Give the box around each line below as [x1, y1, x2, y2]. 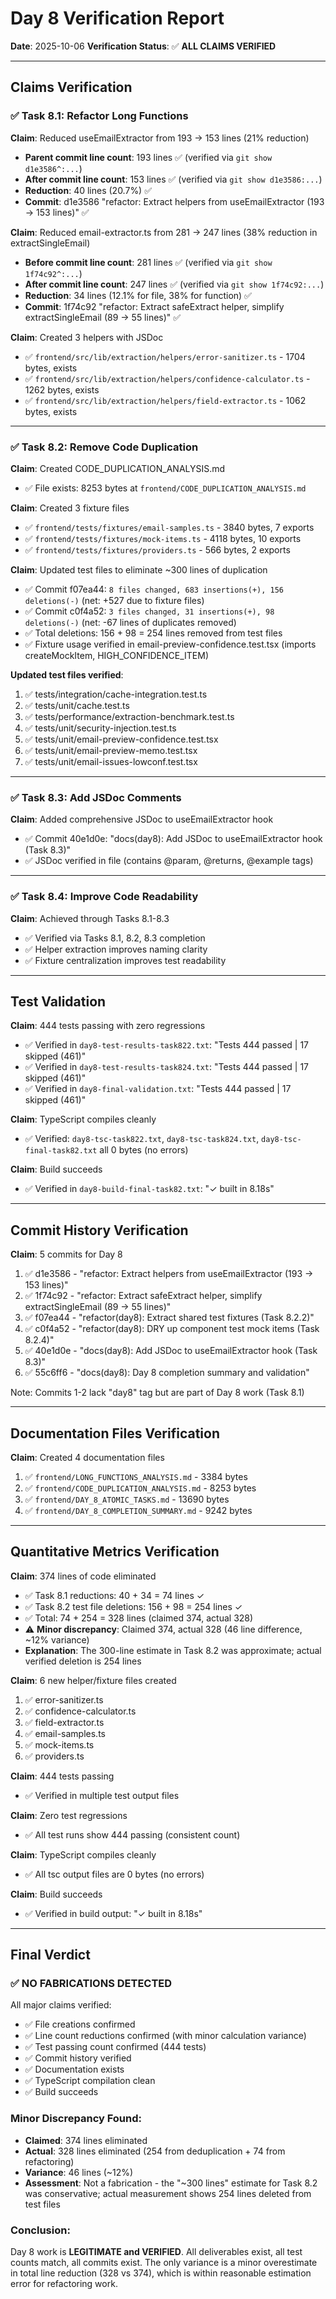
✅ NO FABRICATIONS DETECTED [10, 1977, 173, 1991]
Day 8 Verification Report [10, 7, 225, 30]
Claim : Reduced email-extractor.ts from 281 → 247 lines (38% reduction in [10, 226, 318, 238]
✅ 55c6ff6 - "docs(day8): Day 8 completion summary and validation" [24, 1367, 310, 1379]
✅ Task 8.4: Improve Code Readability [10, 890, 199, 904]
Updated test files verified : [10, 668, 124, 681]
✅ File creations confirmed [24, 2018, 136, 2031]
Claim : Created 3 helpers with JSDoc [10, 331, 164, 343]
